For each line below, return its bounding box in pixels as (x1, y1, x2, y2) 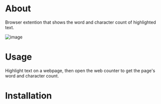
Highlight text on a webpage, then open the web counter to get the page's (5, 68, 156, 73)
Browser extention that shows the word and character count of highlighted (5, 19, 156, 25)
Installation (5, 90, 52, 102)
